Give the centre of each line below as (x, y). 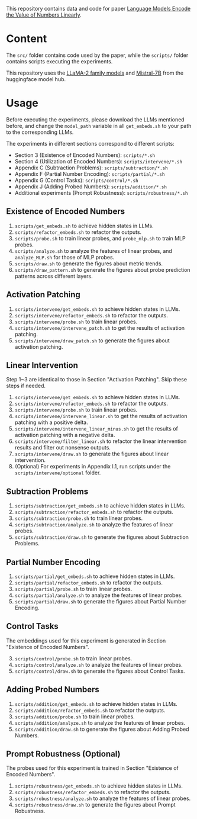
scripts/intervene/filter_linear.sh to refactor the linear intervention (101, 441)
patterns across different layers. (54, 276)
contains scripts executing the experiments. (59, 61)
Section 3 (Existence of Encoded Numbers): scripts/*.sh (85, 155)
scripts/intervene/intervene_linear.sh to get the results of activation (101, 416)
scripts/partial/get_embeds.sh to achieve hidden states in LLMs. (95, 576)
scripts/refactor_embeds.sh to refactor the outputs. (78, 232)
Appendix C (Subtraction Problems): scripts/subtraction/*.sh (91, 168)
